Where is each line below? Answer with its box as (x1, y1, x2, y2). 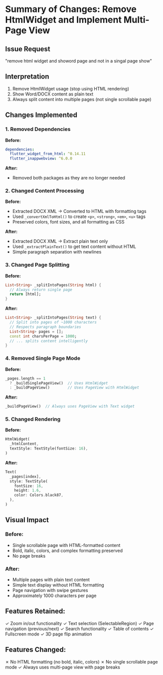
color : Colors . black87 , (14, 492, 64, 498)
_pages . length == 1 (5, 376, 46, 381)
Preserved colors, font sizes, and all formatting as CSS (12, 219, 125, 225)
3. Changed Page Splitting (5, 261, 70, 268)
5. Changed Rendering (5, 416, 61, 423)
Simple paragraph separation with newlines (12, 249, 102, 255)
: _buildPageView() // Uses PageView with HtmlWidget (9, 385, 140, 390)
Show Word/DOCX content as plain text (12, 91, 94, 97)
